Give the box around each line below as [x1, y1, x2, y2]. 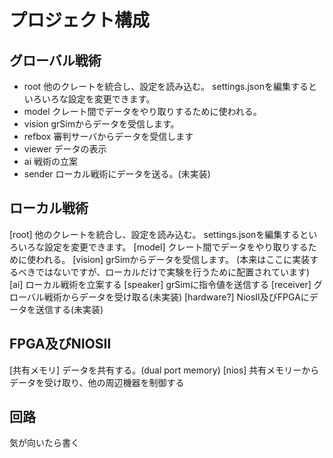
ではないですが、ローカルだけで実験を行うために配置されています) [35, 266, 310, 278]
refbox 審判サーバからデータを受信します [23, 131, 194, 142]
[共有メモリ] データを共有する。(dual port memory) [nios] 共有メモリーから [9, 364, 320, 376]
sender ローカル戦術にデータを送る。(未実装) [23, 168, 211, 180]
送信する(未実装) [35, 303, 104, 315]
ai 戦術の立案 [23, 156, 78, 167]
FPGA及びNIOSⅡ [9, 336, 112, 353]
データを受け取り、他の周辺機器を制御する [9, 376, 185, 388]
